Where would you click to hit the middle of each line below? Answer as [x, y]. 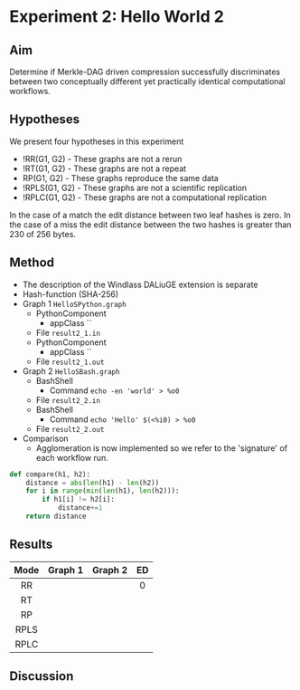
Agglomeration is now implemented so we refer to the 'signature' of [161, 448]
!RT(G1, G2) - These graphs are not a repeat [104, 168]
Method [32, 263]
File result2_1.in [68, 332]
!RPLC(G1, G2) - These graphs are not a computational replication [145, 197]
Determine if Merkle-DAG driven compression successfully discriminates [145, 72]
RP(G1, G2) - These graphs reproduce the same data [120, 177]
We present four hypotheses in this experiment [97, 141]
